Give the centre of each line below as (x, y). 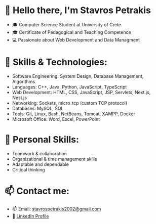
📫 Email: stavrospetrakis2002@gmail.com (56, 209)
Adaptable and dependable (40, 164)
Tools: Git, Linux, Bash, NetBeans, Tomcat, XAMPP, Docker (73, 114)
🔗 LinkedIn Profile (30, 216)
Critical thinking (28, 169)
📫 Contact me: (37, 191)
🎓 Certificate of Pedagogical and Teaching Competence (71, 32)
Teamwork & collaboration (39, 153)
